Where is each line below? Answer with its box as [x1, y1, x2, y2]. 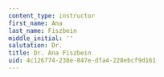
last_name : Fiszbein [8, 26, 78, 34]
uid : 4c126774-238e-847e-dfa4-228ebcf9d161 [8, 57, 157, 65]
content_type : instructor [8, 11, 95, 20]
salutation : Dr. [8, 42, 63, 50]
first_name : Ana [8, 19, 63, 27]
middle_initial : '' [8, 34, 74, 43]
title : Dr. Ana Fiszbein [8, 49, 92, 57]
